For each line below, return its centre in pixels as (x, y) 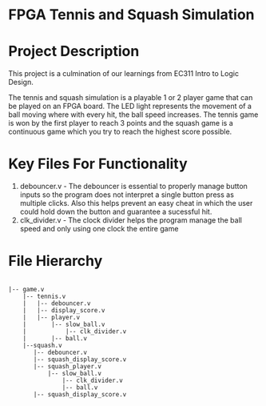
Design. (21, 82)
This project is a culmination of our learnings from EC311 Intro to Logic (124, 74)
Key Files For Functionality (98, 164)
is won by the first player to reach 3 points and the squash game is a (121, 123)
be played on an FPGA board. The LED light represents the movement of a (130, 107)
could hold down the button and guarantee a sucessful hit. (116, 212)
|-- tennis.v (44, 296)
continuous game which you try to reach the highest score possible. (120, 132)
